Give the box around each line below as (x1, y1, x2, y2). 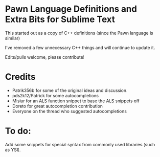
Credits (5, 71, 36, 83)
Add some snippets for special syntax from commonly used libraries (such (5, 141, 155, 147)
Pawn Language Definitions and (5, 3, 137, 15)
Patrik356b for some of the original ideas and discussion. (12, 87, 128, 93)
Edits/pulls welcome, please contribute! (5, 54, 85, 60)
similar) (5, 35, 21, 41)
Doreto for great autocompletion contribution (12, 103, 103, 109)
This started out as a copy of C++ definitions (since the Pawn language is (5, 30, 153, 36)
